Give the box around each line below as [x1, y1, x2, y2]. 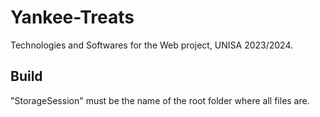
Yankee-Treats [10, 6, 135, 29]
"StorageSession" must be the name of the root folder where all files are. [10, 94, 310, 106]
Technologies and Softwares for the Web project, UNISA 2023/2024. [10, 39, 294, 51]
